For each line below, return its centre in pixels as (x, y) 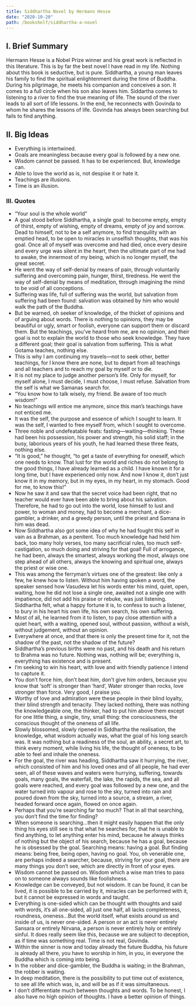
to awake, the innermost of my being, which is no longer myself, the (96, 257)
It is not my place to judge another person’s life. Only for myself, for (95, 375)
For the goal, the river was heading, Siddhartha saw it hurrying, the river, (101, 760)
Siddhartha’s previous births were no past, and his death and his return (99, 649)
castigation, (29, 549)
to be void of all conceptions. (49, 288)
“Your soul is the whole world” (51, 213)
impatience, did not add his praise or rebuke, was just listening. (90, 599)
